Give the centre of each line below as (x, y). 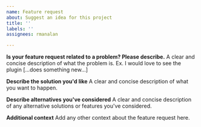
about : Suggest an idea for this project (59, 18)
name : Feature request (35, 12)
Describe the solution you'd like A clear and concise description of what (97, 82)
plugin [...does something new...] (47, 70)
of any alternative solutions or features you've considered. (79, 106)
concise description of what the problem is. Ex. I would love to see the (94, 63)
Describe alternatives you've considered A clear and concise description (99, 100)
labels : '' (20, 29)
